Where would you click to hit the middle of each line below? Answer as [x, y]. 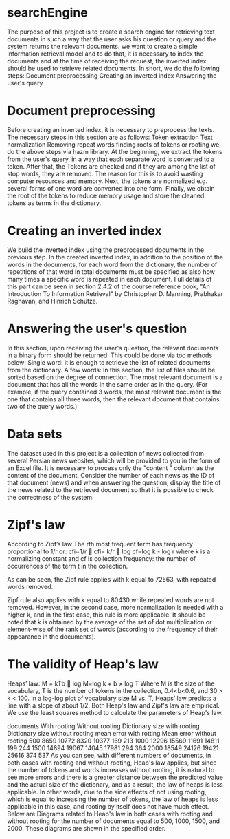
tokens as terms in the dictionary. [54, 203]
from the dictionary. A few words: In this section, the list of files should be [111, 370]
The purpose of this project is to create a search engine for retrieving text [111, 32]
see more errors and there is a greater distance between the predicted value [115, 777]
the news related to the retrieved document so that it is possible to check [111, 489]
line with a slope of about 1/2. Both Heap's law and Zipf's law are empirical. [113, 705]
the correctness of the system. [50, 497]
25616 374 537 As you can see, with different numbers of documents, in [109, 755]
